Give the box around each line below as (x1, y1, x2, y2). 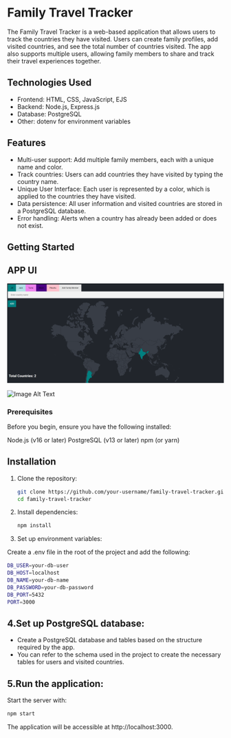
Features (7, 137, 46, 149)
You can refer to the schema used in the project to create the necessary (16, 650, 221, 659)
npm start (7, 710, 36, 717)
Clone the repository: (16, 474, 78, 482)
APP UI (7, 265, 38, 276)
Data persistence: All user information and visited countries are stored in (16, 199, 223, 207)
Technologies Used (7, 77, 91, 89)
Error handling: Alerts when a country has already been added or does (16, 214, 217, 222)
